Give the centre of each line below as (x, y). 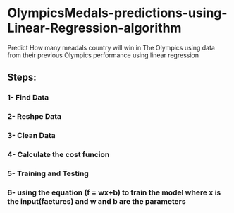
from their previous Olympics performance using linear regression (103, 55)
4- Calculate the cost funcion (58, 155)
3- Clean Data (31, 136)
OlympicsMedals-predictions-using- (117, 13)
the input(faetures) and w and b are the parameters (97, 201)
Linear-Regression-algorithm (94, 28)
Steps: (22, 77)
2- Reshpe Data (35, 117)
